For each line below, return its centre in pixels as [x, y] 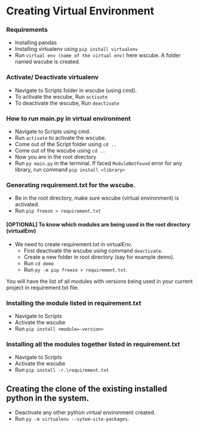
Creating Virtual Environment [80, 11]
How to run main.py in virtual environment [69, 118]
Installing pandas [36, 42]
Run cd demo [39, 263]
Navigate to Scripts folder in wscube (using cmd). [76, 90]
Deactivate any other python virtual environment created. [85, 412]
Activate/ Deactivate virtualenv [52, 77]
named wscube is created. [47, 62]
